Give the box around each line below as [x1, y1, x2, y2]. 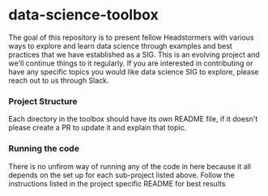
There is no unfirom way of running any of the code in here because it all [8, 161, 251, 171]
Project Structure [8, 96, 78, 107]
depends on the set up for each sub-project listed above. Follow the [8, 170, 235, 180]
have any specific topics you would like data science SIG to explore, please [8, 66, 259, 76]
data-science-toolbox [8, 6, 160, 24]
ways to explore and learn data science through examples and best [8, 40, 232, 50]
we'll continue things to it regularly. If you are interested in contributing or [8, 58, 253, 68]
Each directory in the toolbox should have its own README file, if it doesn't [8, 114, 258, 124]
